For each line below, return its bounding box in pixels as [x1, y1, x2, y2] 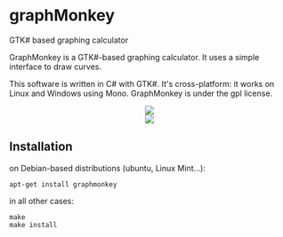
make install [9, 220, 58, 229]
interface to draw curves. [9, 61, 102, 72]
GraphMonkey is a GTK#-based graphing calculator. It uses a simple [9, 51, 260, 62]
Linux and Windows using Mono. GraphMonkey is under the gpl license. [9, 88, 273, 99]
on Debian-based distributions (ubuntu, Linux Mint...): [9, 162, 206, 173]
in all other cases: [9, 195, 74, 206]
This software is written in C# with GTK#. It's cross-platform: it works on [9, 78, 275, 89]
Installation [9, 139, 73, 154]
